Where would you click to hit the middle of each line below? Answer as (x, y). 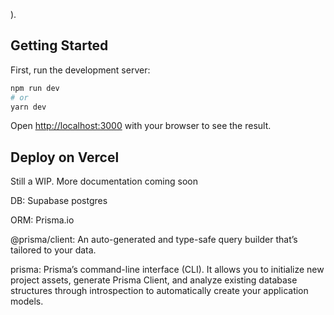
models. (27, 301)
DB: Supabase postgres (59, 201)
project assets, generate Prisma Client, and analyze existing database (154, 280)
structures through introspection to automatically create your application (159, 291)
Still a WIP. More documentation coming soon (104, 181)
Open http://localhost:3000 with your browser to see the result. (141, 126)
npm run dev (35, 88)
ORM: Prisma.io (42, 220)
